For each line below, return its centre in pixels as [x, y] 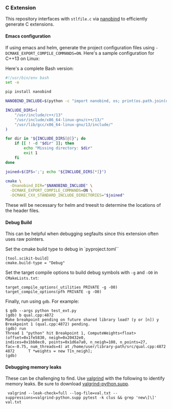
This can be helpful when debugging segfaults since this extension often [82, 234]
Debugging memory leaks [33, 367]
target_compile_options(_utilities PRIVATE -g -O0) [61, 287]
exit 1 [31, 153]
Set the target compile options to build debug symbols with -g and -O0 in [82, 272]
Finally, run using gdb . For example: [42, 301]
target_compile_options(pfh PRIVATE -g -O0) [53, 292]
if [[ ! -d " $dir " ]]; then [44, 143]
